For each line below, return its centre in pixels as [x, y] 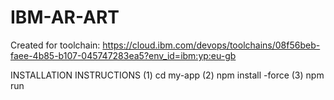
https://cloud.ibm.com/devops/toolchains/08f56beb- [211, 45]
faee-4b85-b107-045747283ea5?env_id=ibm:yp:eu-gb [123, 55]
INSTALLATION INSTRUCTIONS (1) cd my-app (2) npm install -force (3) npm [167, 75]
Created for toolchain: [55, 45]
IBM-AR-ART [65, 17]
